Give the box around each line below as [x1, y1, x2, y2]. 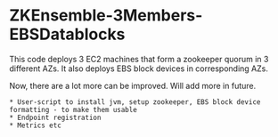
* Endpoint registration [9, 113, 102, 122]
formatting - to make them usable [9, 105, 138, 114]
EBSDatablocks [9, 24, 126, 44]
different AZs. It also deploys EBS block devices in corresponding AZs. [9, 63, 269, 74]
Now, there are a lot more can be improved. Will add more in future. [9, 80, 257, 91]
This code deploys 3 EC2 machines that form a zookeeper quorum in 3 [9, 53, 269, 64]
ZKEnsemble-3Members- [9, 5, 203, 26]
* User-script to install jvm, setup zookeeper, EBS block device [9, 97, 261, 107]
